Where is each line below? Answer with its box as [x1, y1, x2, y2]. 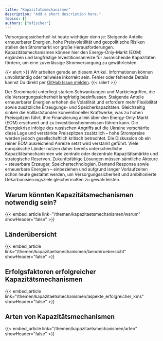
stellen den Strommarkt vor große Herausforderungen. [5, 44, 114, 50]
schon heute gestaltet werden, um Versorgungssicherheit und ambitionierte [5, 171, 157, 177]
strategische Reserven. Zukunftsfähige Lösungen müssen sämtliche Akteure [5, 156, 158, 162]
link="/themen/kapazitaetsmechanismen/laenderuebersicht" [5, 248, 127, 254]
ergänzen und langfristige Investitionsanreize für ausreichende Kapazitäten [5, 54, 156, 61]
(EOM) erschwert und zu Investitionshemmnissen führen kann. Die [5, 120, 139, 126]
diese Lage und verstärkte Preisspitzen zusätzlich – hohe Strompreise [5, 130, 145, 136]
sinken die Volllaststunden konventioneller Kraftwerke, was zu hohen [5, 110, 143, 116]
